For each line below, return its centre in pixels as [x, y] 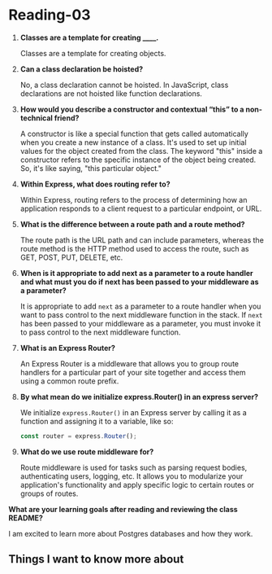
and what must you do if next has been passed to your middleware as [139, 282]
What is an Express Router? [68, 348]
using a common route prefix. [69, 381]
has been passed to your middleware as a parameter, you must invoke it [140, 323]
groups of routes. [49, 493]
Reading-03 [50, 15]
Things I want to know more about [96, 559]
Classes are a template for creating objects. [93, 53]
